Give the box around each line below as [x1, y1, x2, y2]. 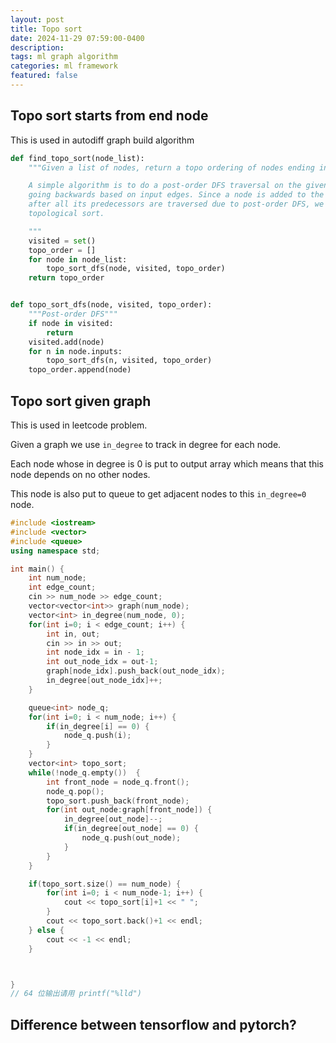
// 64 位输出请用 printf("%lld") [10, 989, 142, 999]
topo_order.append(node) [28, 365, 132, 375]
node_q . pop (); [46, 786, 105, 796]
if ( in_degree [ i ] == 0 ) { [46, 721, 150, 731]
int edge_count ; [28, 582, 97, 593]
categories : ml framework [10, 61, 118, 71]
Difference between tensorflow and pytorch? [10, 1016, 297, 1033]
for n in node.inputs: [28, 346, 123, 356]
